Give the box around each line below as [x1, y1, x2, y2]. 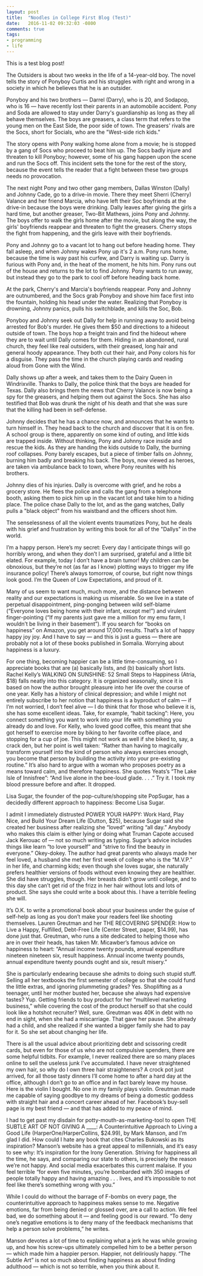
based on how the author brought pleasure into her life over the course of [6, 683, 190, 691]
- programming [6, 37, 42, 43]
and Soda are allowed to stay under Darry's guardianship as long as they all [6, 109, 195, 116]
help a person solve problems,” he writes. [6, 1225, 110, 1232]
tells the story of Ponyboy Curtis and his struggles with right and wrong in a [6, 77, 195, 85]
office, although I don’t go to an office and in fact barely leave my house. [6, 1078, 188, 1086]
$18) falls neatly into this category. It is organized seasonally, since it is [6, 677, 184, 685]
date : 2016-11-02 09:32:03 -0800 [6, 20, 96, 26]
